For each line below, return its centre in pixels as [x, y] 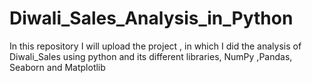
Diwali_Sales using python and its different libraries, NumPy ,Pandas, [151, 56]
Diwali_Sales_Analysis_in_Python [151, 18]
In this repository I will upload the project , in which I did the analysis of [155, 46]
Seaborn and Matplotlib [57, 67]
